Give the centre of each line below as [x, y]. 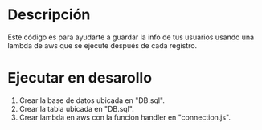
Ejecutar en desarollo [80, 78]
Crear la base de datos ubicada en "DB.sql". [92, 100]
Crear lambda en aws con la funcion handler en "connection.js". [125, 117]
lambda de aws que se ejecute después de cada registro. [102, 45]
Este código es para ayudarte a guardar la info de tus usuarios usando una [131, 37]
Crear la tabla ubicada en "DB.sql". [76, 108]
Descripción [49, 15]
